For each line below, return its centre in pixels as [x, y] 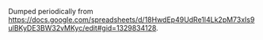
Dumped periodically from [51, 11]
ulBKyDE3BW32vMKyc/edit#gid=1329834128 [82, 28]
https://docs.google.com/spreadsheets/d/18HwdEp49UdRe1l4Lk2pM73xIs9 [131, 20]
